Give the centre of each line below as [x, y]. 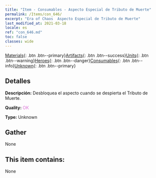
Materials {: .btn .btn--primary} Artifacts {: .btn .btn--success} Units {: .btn [77, 55]
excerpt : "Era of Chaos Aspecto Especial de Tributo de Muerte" [73, 19]
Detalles [18, 81]
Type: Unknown [21, 117]
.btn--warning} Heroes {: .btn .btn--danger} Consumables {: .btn [68, 60]
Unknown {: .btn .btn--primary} [45, 66]
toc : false [16, 37]
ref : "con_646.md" [24, 32]
